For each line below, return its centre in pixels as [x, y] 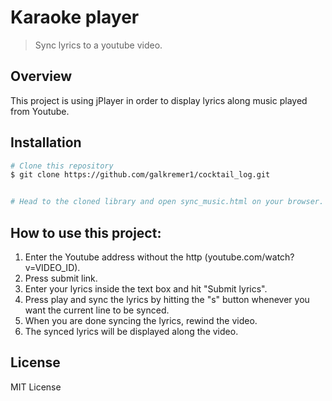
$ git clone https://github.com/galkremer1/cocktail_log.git [140, 175]
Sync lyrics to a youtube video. [98, 45]
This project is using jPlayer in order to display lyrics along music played [159, 100]
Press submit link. [61, 278]
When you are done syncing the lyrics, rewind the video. [141, 320]
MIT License [36, 387]
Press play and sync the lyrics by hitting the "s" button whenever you [167, 299]
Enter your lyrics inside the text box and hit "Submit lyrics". [146, 289]
